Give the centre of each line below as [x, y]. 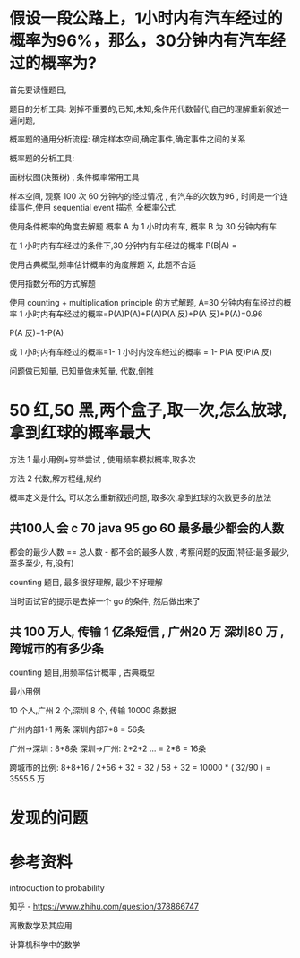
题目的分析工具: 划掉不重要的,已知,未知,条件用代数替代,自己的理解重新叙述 [146, 108]
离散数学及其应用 [41, 925]
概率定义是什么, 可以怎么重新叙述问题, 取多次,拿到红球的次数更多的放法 [140, 497]
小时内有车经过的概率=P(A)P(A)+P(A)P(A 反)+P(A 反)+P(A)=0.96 [144, 314]
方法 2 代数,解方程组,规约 [56, 478]
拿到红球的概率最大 [80, 433]
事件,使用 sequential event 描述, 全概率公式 [96, 207]
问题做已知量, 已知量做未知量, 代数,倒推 [81, 371]
